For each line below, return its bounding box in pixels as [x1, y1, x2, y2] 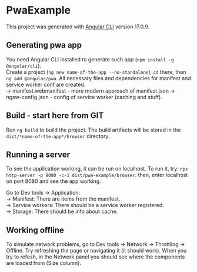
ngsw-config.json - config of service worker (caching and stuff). [6, 93, 163, 100]
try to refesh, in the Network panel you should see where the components [6, 253, 185, 260]
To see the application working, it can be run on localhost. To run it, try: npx [6, 165, 188, 172]
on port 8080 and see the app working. [6, 178, 101, 185]
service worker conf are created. [6, 81, 86, 88]
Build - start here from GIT [6, 110, 104, 121]
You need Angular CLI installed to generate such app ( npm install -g [6, 55, 175, 63]
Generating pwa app [6, 40, 82, 50]
